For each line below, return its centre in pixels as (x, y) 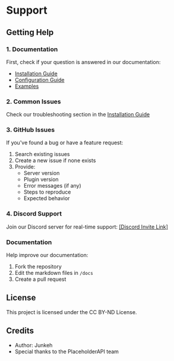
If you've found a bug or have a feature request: (65, 142)
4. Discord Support (34, 214)
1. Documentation (32, 49)
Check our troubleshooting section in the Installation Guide (78, 115)
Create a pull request (40, 279)
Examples (27, 86)
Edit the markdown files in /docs (54, 273)
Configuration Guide (39, 80)
